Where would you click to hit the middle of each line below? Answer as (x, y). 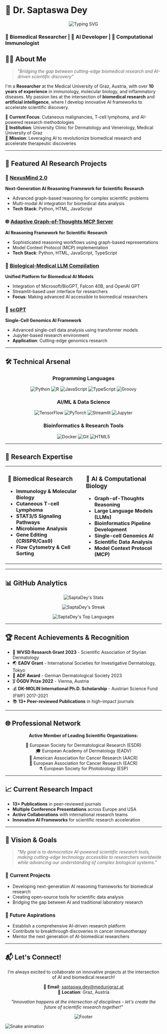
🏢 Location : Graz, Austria (83, 992)
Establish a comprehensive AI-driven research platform (69, 926)
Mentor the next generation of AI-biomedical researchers (71, 936)
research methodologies (49, 122)
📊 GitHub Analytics (36, 583)
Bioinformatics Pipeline (122, 523)
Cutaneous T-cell (38, 504)
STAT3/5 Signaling (39, 516)
